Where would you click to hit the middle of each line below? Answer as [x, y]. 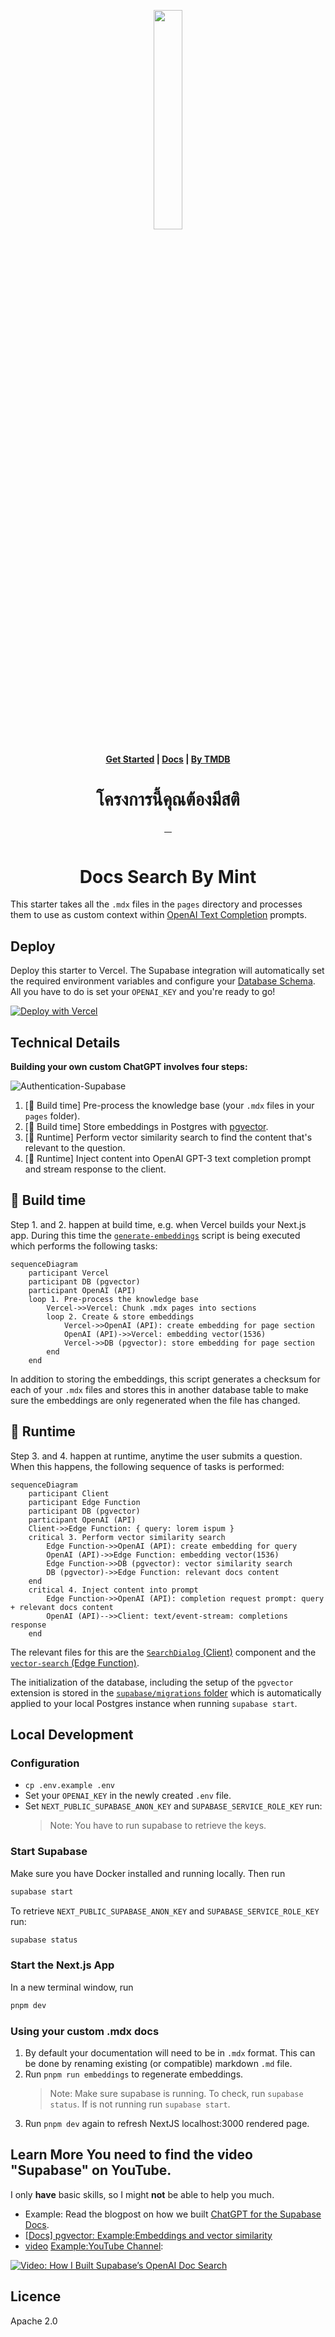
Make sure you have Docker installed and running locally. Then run [148, 1873]
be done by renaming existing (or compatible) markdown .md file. [158, 2063]
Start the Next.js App [62, 1965]
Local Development [72, 1735]
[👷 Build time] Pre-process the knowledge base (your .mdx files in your [169, 1106]
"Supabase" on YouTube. [91, 2170]
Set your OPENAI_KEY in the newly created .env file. [128, 1796]
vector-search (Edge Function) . [75, 1662]
